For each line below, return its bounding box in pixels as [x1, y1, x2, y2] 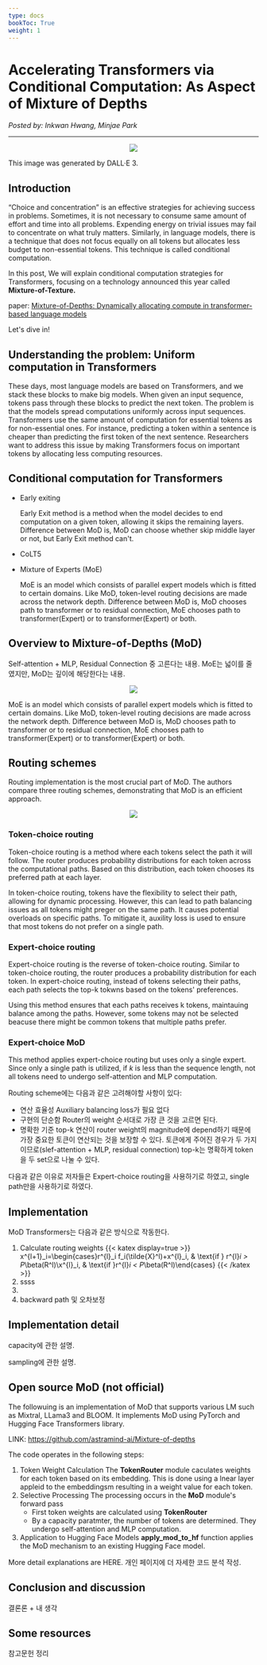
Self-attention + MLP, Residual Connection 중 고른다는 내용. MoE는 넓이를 [8, 659, 245, 668]
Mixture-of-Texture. [8, 285, 76, 295]
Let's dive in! [8, 325, 50, 335]
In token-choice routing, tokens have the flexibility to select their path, [8, 888, 238, 897]
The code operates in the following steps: [8, 1450, 145, 1459]
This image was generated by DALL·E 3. [8, 158, 139, 168]
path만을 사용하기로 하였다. [8, 1182, 94, 1191]
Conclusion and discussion [8, 1581, 145, 1594]
